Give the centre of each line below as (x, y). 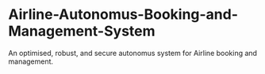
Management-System (82, 31)
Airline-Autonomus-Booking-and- (123, 15)
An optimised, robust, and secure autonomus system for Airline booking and (133, 53)
